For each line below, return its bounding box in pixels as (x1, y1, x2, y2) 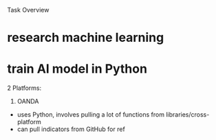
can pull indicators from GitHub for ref (17, 125, 125, 133)
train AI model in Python (7, 61, 148, 77)
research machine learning (7, 30, 164, 45)
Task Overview (7, 6, 50, 14)
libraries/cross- (166, 110, 210, 119)
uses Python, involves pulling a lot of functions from (17, 110, 165, 119)
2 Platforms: (7, 84, 42, 92)
